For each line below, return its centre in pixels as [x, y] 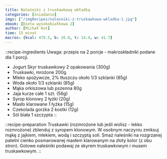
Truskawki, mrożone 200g [39, 72]
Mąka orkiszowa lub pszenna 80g [47, 88]
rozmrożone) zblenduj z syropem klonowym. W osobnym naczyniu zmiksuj [82, 129]
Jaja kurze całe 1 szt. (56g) [40, 93]
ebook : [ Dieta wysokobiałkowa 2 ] [40, 24]
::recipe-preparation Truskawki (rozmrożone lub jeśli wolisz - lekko [74, 124]
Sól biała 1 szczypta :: [34, 114]
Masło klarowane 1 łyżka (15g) [43, 104]
